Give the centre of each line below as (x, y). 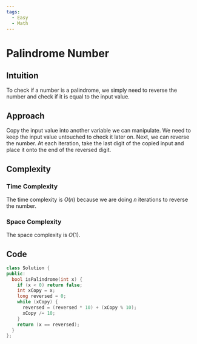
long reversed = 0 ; (42, 296)
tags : (13, 12)
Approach (25, 116)
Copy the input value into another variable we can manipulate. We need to (98, 131)
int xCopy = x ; (36, 291)
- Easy (20, 18)
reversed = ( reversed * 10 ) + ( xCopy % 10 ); (79, 308)
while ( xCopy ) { (38, 302)
